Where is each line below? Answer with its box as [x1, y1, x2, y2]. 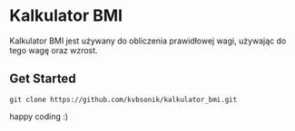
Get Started [9, 71, 76, 87]
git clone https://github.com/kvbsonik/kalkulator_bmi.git [9, 95, 238, 104]
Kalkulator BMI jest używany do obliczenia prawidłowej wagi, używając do [9, 35, 287, 46]
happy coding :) [9, 110, 69, 122]
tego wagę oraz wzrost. [9, 44, 98, 55]
